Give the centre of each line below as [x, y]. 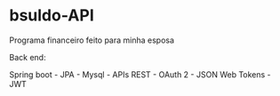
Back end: [28, 57]
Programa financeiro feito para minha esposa [92, 40]
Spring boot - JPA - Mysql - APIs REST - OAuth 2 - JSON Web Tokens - [140, 74]
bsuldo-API [52, 16]
